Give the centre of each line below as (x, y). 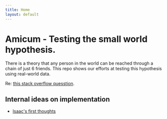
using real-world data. (28, 74)
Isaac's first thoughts (34, 111)
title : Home (17, 10)
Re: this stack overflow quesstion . (40, 84)
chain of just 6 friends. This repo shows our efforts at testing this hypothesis (83, 69)
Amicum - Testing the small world (77, 39)
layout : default (22, 14)
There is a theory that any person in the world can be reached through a (79, 63)
